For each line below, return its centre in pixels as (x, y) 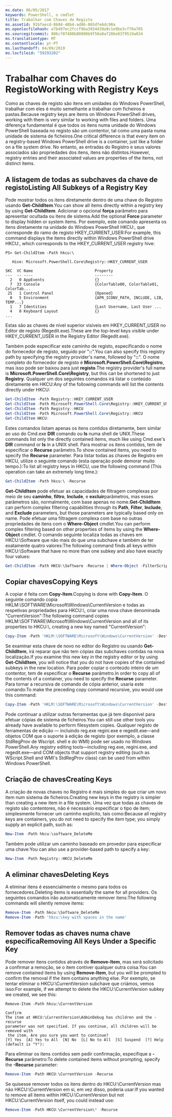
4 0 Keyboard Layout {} (55, 311)
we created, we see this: (31, 994)
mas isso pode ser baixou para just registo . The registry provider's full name (85, 368)
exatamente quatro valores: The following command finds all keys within (81, 545)
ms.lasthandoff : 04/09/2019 (35, 48)
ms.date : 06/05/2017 (27, 10)
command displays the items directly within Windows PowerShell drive (80, 238)
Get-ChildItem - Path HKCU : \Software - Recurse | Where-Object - (74, 566)
